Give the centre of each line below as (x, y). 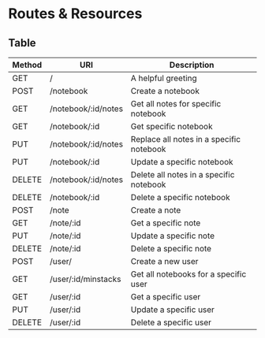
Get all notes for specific (176, 104)
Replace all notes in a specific (186, 139)
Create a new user (164, 261)
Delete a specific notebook (180, 197)
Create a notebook (165, 91)
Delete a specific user (171, 322)
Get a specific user (166, 297)
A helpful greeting (164, 78)
